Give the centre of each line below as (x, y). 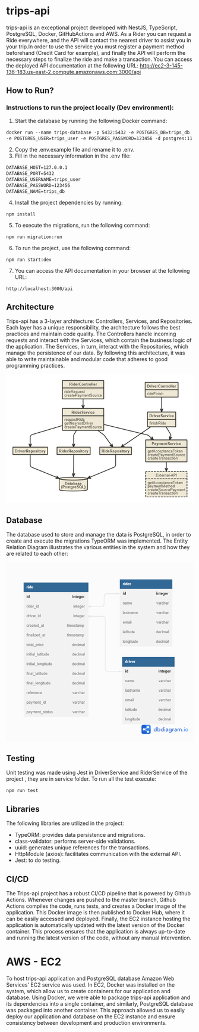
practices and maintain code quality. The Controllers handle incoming (91, 334)
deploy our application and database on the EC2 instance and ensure (91, 1016)
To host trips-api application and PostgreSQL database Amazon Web (90, 978)
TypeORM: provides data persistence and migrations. (80, 835)
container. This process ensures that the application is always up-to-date (96, 932)
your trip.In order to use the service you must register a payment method (95, 47)
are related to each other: (37, 554)
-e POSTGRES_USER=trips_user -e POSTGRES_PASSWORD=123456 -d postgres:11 (99, 138)
